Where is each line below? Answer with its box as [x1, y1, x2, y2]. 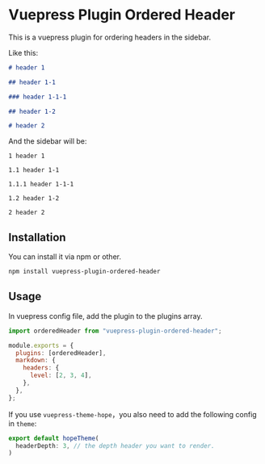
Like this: [8, 48, 39, 57]
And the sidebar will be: [8, 136, 87, 146]
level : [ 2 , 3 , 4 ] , [29, 371, 92, 380]
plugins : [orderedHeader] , [15, 349, 107, 357]
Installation [8, 230, 66, 244]
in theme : [8, 418, 37, 428]
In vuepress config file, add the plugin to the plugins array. [8, 311, 204, 320]
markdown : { [15, 357, 57, 365]
